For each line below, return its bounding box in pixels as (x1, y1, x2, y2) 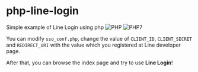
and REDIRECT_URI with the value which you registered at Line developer (6, 41, 181, 48)
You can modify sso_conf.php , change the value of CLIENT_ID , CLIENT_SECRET (6, 35, 193, 42)
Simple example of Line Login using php (6, 24, 104, 31)
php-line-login (6, 4, 79, 18)
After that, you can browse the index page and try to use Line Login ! (6, 59, 173, 66)
